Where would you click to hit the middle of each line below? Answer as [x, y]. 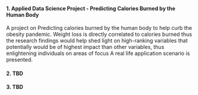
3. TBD [15, 87]
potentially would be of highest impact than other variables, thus [85, 47]
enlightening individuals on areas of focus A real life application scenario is [98, 53]
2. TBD [15, 73]
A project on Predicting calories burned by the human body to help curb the [99, 28]
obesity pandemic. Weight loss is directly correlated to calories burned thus [99, 34]
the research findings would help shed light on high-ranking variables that [97, 41]
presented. [19, 60]
